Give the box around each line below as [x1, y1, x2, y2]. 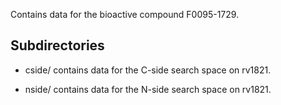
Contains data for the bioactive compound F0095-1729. [10, 9, 240, 20]
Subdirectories [10, 37, 105, 54]
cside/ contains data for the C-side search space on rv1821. [24, 64, 272, 76]
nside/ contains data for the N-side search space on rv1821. [24, 83, 272, 95]
